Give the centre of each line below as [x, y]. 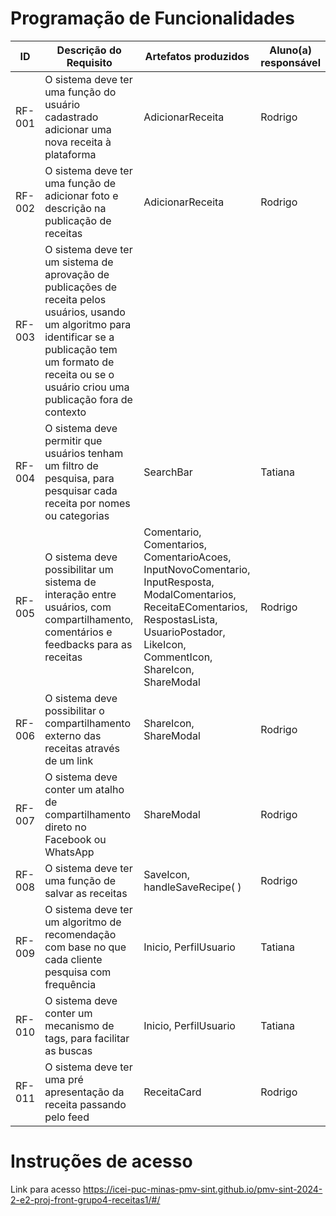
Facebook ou [75, 839]
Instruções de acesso [101, 1161]
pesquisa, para [79, 478]
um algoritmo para [88, 324]
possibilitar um [79, 569]
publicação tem [81, 349]
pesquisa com [78, 972]
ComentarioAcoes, [187, 557]
